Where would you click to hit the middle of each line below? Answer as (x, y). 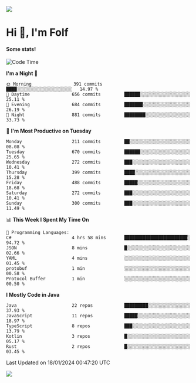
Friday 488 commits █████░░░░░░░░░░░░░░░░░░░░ (98, 183)
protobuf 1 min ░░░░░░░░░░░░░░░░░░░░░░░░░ (98, 269)
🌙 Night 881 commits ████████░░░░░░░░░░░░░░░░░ (98, 115)
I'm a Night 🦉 (22, 73)
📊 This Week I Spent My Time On (48, 220)
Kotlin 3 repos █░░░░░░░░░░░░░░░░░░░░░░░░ (98, 337)
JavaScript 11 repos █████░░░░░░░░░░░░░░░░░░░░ (98, 316)
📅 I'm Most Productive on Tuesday (49, 131)
